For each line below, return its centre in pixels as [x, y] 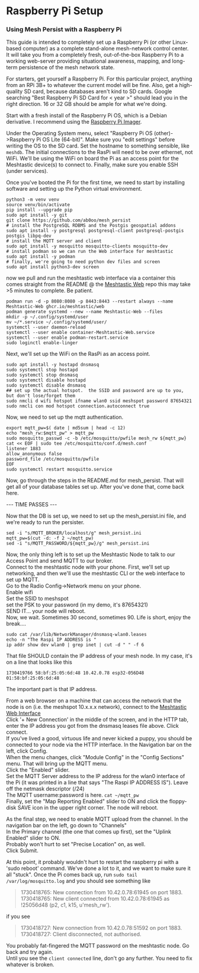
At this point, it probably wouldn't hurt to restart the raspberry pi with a [92, 862]
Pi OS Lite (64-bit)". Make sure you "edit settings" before [106, 140]
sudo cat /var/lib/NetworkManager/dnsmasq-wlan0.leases [76, 635]
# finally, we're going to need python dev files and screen [83, 262]
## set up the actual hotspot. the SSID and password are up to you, [95, 391]
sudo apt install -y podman [41, 257]
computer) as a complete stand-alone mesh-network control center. [106, 49]
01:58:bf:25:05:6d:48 [33, 678]
